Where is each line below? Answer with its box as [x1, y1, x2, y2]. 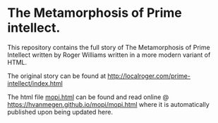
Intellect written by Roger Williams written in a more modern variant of [7, 51, 211, 59]
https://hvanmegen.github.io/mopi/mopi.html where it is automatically [7, 100, 210, 108]
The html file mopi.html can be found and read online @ [7, 93, 169, 101]
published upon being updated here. [7, 108, 113, 116]
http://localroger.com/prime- [107, 72, 190, 80]
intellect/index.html [7, 79, 63, 87]
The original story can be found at [7, 72, 107, 80]
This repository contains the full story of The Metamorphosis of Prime [7, 43, 210, 51]
